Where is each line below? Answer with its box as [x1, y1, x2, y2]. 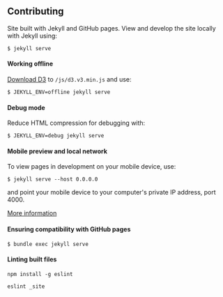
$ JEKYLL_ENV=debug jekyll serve [7, 132, 105, 139]
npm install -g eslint [7, 271, 73, 277]
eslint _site [7, 282, 45, 290]
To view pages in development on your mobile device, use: [7, 162, 176, 171]
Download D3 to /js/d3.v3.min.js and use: [7, 75, 132, 84]
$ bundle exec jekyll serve [7, 241, 89, 247]
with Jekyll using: [7, 31, 58, 40]
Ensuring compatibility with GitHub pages [7, 225, 131, 234]
